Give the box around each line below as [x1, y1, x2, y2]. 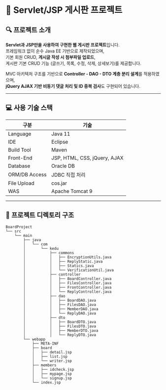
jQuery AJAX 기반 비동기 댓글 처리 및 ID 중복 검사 [5, 83, 101, 89]
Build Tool [8, 146, 31, 153]
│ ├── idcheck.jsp [32, 367, 74, 372]
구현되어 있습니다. [106, 83, 141, 89]
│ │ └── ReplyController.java [23, 289, 112, 294]
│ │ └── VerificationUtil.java [23, 268, 114, 273]
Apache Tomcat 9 [51, 188, 93, 195]
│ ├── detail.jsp [32, 350, 72, 354]
